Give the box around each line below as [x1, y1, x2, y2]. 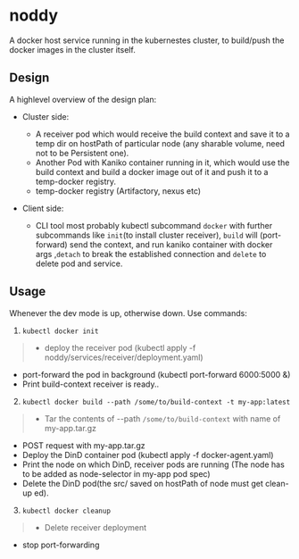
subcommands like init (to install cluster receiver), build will [35, 229, 258, 240]
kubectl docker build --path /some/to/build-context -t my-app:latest [21, 397, 291, 406]
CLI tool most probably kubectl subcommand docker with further [35, 220, 273, 230]
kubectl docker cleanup [21, 506, 112, 515]
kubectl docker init [21, 327, 99, 336]
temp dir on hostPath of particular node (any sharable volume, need [35, 138, 286, 148]
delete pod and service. [35, 258, 123, 269]
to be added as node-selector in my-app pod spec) [21, 468, 212, 479]
